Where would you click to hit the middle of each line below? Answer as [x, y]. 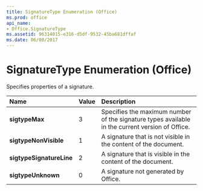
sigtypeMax [27, 119]
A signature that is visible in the [146, 154]
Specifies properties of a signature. [50, 86]
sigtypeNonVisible [37, 140]
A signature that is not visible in [146, 137]
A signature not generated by [143, 171]
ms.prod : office [27, 18]
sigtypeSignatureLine [41, 158]
